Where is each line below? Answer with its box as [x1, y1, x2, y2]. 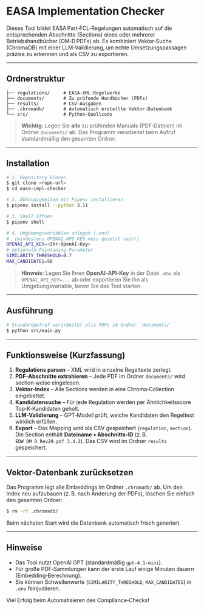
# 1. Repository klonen [6, 174, 67, 180]
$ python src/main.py [6, 327, 61, 333]
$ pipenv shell [6, 219, 45, 225]
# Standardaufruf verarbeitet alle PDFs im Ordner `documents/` [6, 322, 172, 328]
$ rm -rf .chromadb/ [6, 508, 59, 514]
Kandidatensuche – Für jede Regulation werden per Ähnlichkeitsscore [15, 399, 191, 406]
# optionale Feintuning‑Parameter [6, 247, 94, 254]
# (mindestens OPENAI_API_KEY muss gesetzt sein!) [6, 236, 140, 242]
